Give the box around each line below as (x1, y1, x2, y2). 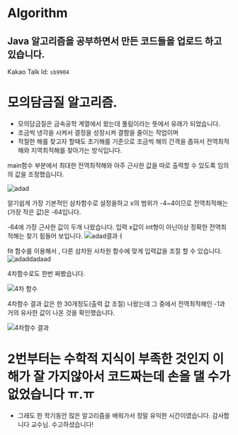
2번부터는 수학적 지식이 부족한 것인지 (7, 351, 210, 367)
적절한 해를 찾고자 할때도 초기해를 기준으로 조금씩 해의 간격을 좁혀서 (17, 137, 205, 145)
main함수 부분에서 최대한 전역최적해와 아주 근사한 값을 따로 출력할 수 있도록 (7, 161, 216, 170)
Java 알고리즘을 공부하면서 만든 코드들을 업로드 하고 (7, 35, 222, 47)
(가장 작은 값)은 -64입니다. (7, 207, 81, 216)
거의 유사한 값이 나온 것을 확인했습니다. (7, 308, 115, 316)
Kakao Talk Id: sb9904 (7, 67, 69, 76)
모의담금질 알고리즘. (7, 94, 118, 111)
